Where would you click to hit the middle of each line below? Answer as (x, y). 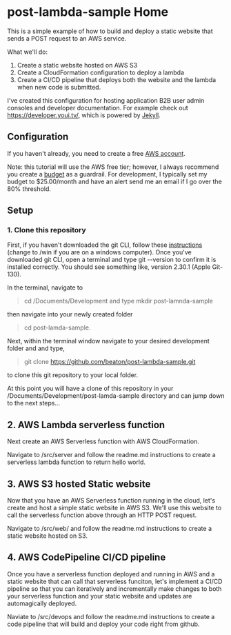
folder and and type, (36, 348)
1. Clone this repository (47, 230)
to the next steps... (34, 403)
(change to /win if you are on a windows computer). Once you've (99, 252)
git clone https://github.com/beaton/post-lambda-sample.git (110, 362)
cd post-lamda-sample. (57, 327)
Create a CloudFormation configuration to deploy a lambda (101, 72)
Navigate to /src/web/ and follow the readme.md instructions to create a (110, 529)
